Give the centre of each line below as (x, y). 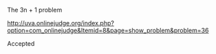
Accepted (21, 43)
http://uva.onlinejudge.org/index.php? (61, 23)
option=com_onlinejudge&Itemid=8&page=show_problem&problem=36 (108, 30)
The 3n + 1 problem (35, 10)
